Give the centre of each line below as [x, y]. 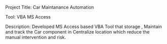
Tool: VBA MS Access [28, 17]
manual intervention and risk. [36, 37]
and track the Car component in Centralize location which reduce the [77, 32]
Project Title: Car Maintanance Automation [49, 7]
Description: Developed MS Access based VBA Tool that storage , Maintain [84, 26]
